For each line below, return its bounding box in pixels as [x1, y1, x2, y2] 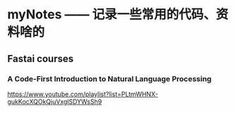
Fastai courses [7, 52, 74, 64]
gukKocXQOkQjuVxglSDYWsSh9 [7, 97, 102, 106]
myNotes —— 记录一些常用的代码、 [7, 6, 217, 23]
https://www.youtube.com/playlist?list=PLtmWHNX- [7, 90, 158, 98]
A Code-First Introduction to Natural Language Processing [7, 73, 212, 83]
